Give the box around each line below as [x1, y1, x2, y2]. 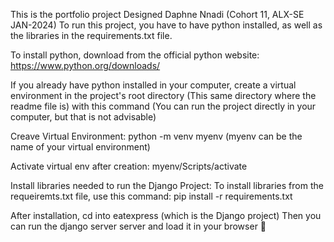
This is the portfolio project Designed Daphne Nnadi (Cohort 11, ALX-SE [10, 9, 305, 20]
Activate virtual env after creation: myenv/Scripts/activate [10, 160, 248, 172]
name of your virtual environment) [10, 141, 151, 153]
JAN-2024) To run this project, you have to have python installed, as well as [10, 19, 323, 31]
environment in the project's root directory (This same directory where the [10, 90, 317, 101]
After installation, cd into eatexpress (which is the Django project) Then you [10, 210, 322, 221]
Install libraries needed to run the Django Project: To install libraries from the [10, 180, 324, 191]
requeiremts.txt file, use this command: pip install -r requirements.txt [10, 190, 293, 202]
